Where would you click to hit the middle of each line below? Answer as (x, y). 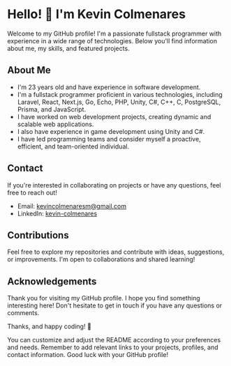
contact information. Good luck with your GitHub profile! (88, 355)
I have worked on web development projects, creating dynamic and (114, 116)
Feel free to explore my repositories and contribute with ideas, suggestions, (116, 252)
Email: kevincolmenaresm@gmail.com (72, 206)
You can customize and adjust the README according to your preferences (114, 340)
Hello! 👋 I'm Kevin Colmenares (97, 14)
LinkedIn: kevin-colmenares (57, 213)
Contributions (38, 235)
